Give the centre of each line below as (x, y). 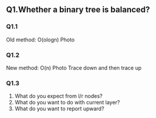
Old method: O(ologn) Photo (40, 39)
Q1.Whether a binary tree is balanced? (78, 10)
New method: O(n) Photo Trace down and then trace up (74, 68)
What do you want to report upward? (59, 109)
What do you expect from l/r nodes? (58, 96)
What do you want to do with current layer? (67, 103)
